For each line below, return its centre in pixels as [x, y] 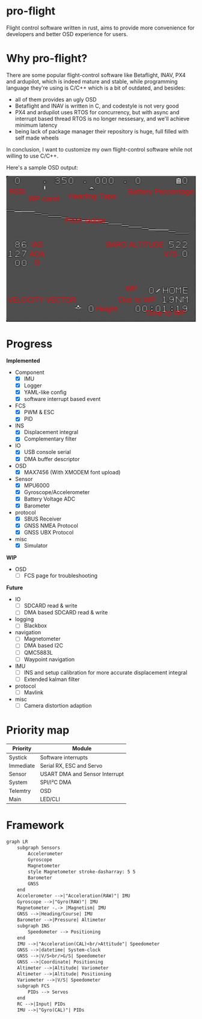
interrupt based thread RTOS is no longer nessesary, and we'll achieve [102, 118]
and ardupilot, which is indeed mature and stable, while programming [92, 81]
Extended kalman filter [52, 679]
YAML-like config [45, 393]
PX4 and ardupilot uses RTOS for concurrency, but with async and [97, 112]
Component [29, 372]
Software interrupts [64, 757]
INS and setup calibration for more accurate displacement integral [106, 672]
